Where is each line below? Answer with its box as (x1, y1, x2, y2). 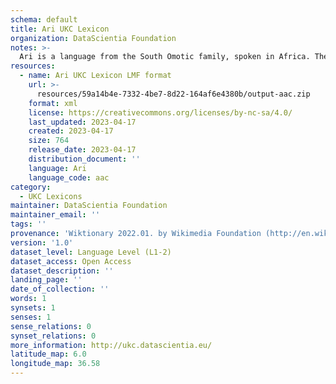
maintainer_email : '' (10, 210, 101, 220)
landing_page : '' (10, 275, 83, 285)
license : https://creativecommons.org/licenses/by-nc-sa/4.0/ (28, 107, 293, 118)
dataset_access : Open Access (10, 256, 132, 266)
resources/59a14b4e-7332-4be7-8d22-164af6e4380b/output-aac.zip (36, 89, 311, 99)
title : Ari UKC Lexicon (10, 24, 110, 34)
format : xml (28, 98, 78, 108)
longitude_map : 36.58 (10, 359, 101, 369)
